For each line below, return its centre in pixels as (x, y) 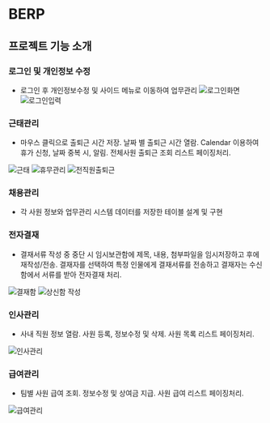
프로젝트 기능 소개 (50, 46)
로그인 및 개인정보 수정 (50, 71)
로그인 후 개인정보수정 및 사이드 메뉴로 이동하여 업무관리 (109, 90)
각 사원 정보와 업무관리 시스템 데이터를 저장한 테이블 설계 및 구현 (121, 212)
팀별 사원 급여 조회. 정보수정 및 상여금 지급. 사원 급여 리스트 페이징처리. (132, 393)
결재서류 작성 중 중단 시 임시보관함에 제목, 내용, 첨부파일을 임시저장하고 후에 (140, 254)
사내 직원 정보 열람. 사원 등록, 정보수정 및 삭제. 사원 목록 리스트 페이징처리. (137, 334)
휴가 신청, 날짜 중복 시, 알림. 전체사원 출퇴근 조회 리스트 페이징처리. (125, 153)
